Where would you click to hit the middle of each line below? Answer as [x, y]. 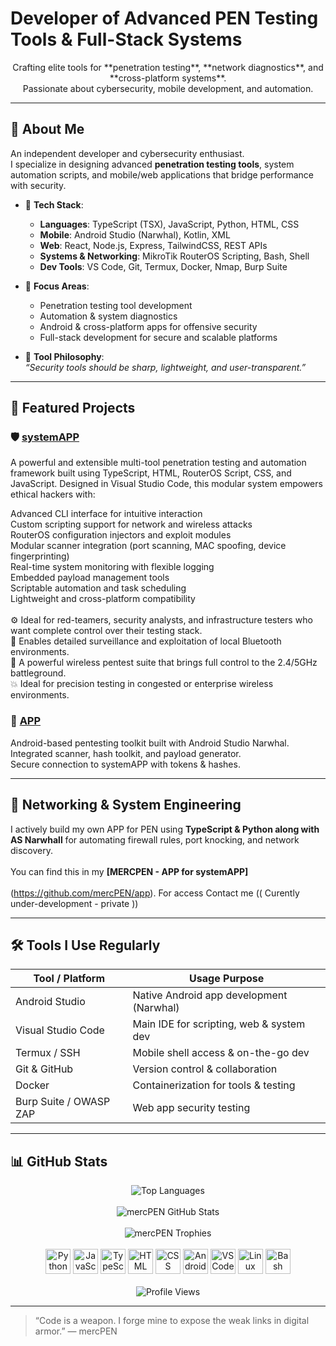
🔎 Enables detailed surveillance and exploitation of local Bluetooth [146, 641]
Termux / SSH [48, 1053]
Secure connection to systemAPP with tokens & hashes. [125, 764]
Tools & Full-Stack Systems [126, 39]
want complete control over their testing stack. [106, 631]
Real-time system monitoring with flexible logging [112, 567]
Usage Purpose [227, 979]
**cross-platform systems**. [168, 78]
